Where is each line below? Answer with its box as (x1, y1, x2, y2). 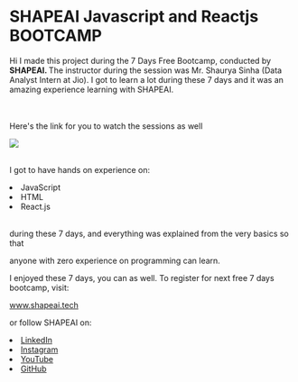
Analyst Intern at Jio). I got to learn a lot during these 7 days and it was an (9, 74, 284, 85)
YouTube (21, 353, 54, 364)
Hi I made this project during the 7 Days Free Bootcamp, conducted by (9, 55, 272, 66)
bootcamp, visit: (9, 282, 70, 293)
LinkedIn (21, 334, 52, 345)
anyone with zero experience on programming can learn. (9, 255, 221, 266)
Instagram (21, 344, 59, 355)
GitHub (21, 363, 47, 374)
